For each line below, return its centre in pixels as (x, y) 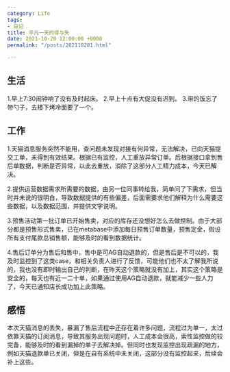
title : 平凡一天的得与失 (38, 33)
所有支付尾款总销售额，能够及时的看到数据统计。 (76, 238)
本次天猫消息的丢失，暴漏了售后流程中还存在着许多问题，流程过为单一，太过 (115, 328)
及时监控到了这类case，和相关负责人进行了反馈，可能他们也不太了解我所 (110, 260)
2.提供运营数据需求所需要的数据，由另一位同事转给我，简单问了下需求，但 (112, 188)
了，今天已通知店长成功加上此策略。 (58, 286)
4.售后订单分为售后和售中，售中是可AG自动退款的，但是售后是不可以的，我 (113, 252)
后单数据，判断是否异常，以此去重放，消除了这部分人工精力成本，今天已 (109, 166)
